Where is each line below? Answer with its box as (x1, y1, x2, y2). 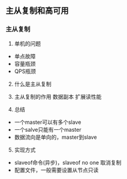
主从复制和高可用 (5, 5, 69, 16)
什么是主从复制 (14, 80, 52, 87)
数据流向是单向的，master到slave (14, 134, 97, 141)
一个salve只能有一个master (14, 126, 81, 133)
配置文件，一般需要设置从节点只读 (14, 166, 99, 174)
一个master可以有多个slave (14, 119, 81, 126)
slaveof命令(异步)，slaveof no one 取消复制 (14, 159, 122, 166)
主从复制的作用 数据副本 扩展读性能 (14, 93, 102, 100)
